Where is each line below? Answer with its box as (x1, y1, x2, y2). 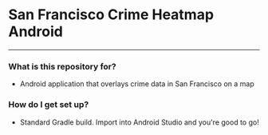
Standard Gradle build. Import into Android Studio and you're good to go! (19, 117, 259, 127)
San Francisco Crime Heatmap (8, 6, 214, 24)
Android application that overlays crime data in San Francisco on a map (19, 79, 254, 89)
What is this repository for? (8, 61, 117, 72)
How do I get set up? (8, 99, 89, 110)
